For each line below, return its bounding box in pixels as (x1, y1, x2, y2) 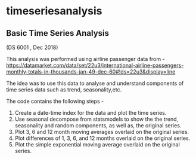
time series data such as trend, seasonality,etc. (6, 86, 122, 93)
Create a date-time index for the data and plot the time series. (14, 109, 167, 116)
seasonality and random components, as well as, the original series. (14, 122, 182, 129)
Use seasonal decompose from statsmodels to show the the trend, (14, 115, 179, 123)
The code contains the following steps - (6, 97, 104, 105)
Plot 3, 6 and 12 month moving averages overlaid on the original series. (14, 129, 189, 135)
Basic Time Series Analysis (6, 28, 109, 38)
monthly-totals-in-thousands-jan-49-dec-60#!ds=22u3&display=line (6, 68, 176, 75)
